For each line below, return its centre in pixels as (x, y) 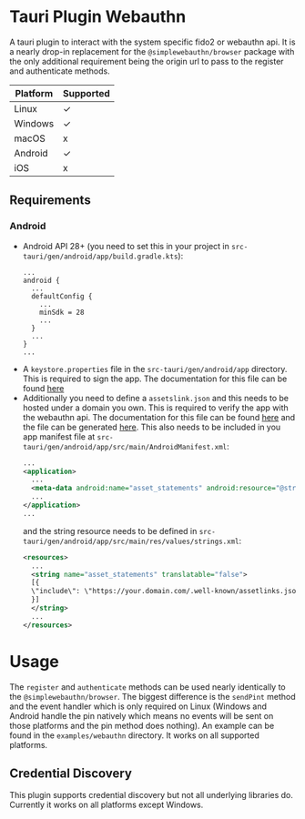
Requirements (50, 201)
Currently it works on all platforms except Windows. (107, 805)
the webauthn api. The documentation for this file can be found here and (159, 417)
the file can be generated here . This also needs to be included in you (152, 427)
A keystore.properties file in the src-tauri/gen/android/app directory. (155, 369)
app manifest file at (59, 436)
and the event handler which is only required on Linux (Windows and (138, 706)
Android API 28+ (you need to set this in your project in (126, 246)
